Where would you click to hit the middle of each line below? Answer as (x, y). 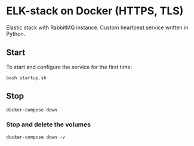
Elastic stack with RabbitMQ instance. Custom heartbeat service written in (97, 27)
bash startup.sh (26, 78)
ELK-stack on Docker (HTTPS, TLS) (95, 11)
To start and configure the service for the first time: (69, 67)
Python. (16, 33)
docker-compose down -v (36, 137)
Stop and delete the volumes (49, 125)
